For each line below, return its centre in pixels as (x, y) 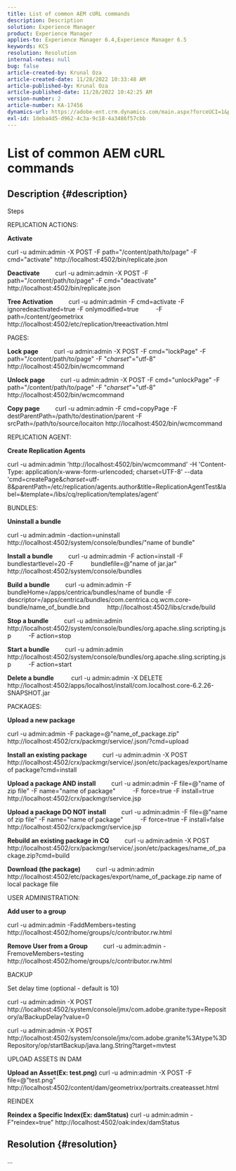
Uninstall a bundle (34, 521)
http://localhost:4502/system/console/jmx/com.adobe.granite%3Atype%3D (117, 1037)
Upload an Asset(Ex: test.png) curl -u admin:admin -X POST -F (100, 1073)
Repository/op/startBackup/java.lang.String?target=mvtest (92, 1045)
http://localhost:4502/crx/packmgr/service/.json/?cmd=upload (98, 741)
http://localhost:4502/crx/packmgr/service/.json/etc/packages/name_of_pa (117, 847)
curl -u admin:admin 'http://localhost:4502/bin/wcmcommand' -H (102, 464)
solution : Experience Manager (52, 27)
